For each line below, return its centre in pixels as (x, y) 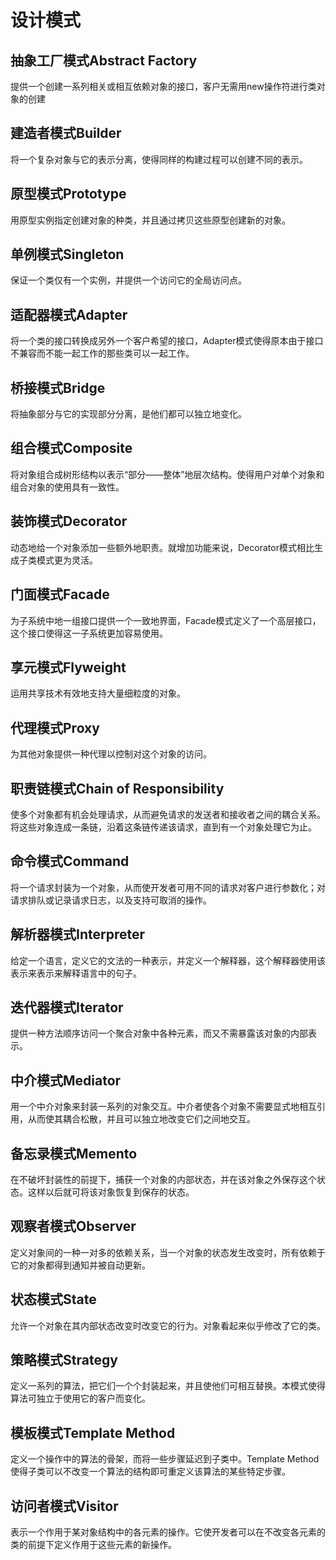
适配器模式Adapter (69, 314)
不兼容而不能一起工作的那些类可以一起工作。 (102, 353)
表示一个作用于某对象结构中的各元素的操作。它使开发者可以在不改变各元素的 (168, 1532)
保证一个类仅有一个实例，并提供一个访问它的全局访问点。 (128, 280)
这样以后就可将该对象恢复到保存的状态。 (111, 1192)
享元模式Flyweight (68, 667)
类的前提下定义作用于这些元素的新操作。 (93, 1545)
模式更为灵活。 (67, 560)
